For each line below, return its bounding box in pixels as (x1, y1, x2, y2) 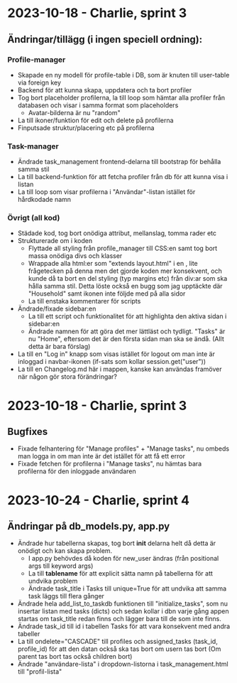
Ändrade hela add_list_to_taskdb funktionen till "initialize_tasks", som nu (17, 599, 228, 608)
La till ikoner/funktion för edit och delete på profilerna (17, 116, 174, 124)
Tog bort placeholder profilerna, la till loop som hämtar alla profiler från (17, 93, 226, 102)
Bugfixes (7, 426, 48, 438)
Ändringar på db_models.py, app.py (7, 520, 170, 532)
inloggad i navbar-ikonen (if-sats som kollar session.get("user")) (17, 357, 206, 366)
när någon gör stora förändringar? (17, 372, 118, 381)
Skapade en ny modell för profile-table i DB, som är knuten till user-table (17, 70, 230, 79)
